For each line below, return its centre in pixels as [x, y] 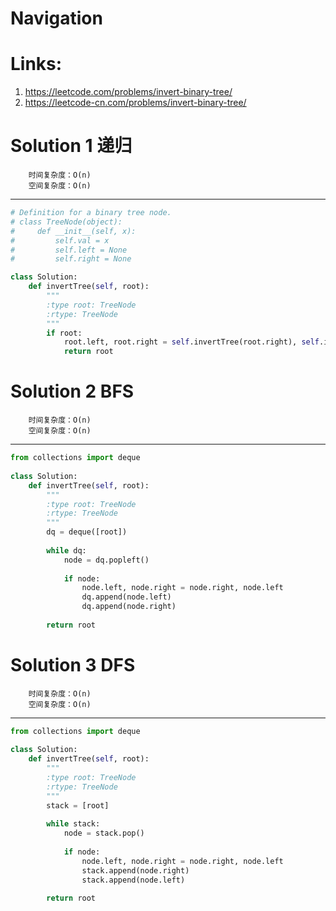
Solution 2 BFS [72, 391]
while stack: [73, 824]
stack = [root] [78, 805]
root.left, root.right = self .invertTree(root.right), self [191, 342]
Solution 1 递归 [71, 146]
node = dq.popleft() [106, 560]
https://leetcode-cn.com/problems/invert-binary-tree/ [135, 103]
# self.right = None [71, 259]
